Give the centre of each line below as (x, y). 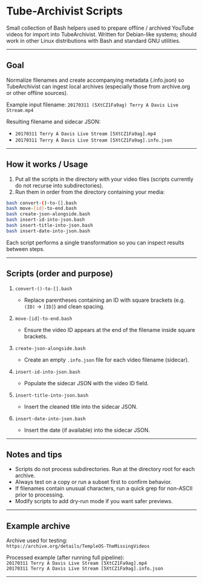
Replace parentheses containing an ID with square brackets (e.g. (105, 300)
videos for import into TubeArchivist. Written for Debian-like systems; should (101, 34)
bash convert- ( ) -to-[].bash (42, 203)
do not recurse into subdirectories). (59, 185)
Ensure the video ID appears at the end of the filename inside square (109, 330)
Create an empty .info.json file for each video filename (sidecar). (106, 360)
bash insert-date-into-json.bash (48, 231)
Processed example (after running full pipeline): (66, 558)
